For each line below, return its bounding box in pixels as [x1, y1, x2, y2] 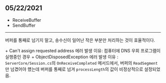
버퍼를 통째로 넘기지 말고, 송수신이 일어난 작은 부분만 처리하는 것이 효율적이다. [5, 37, 156, 43]
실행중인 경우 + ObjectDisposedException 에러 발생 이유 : [5, 54, 119, 60]
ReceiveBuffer [12, 17, 41, 23]
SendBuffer [12, 22, 36, 28]
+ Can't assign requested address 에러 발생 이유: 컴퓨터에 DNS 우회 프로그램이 [5, 47, 161, 53]
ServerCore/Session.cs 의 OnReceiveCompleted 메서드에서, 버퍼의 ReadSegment [5, 60, 158, 66]
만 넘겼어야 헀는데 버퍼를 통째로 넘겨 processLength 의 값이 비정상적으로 [5, 66, 143, 72]
